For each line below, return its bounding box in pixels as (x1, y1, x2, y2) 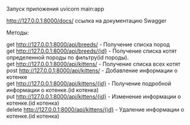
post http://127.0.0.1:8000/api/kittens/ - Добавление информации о (6, 67, 178, 74)
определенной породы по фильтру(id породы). (6, 54, 129, 61)
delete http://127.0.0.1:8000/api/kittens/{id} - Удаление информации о (6, 106, 184, 113)
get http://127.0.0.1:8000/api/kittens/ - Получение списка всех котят (6, 61, 181, 67)
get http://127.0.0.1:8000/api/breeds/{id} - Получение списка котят (6, 47, 177, 55)
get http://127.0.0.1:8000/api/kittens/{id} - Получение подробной (6, 80, 172, 87)
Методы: (6, 29, 29, 36)
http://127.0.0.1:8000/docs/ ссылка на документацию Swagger (6, 17, 167, 24)
